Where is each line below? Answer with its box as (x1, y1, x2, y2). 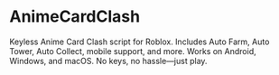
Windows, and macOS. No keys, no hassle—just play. (9, 55, 208, 66)
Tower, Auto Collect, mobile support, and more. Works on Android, (9, 45, 256, 56)
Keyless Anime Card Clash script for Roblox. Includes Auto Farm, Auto (9, 36, 270, 47)
